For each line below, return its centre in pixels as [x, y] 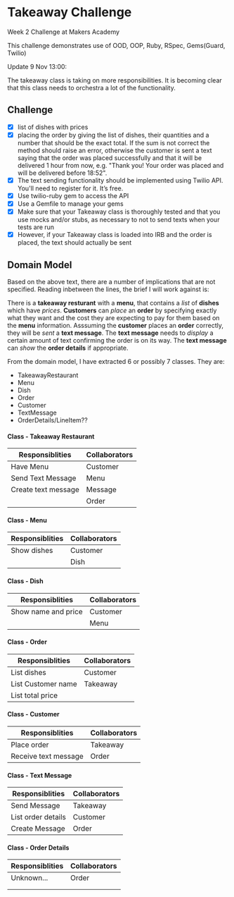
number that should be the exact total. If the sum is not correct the [113, 142]
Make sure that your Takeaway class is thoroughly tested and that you [119, 212]
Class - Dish [25, 581]
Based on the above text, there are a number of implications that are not [111, 282]
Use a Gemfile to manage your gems [71, 204]
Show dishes [32, 551]
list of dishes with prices [53, 127]
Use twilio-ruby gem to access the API [73, 195]
